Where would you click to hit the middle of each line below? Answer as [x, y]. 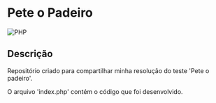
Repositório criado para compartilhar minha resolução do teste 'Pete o [108, 70]
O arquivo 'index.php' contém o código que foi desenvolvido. [95, 91]
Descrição [30, 54]
